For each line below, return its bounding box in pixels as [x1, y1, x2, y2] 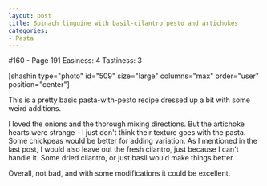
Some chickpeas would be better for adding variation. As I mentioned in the [8, 137, 258, 146]
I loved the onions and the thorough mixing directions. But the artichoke [8, 119, 245, 129]
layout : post [8, 11, 52, 20]
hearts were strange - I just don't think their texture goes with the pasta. [8, 128, 246, 137]
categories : [8, 26, 48, 34]
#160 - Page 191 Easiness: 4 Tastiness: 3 [8, 56, 143, 65]
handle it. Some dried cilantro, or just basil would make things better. [8, 153, 235, 163]
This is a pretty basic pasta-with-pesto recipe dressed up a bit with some [8, 95, 251, 105]
